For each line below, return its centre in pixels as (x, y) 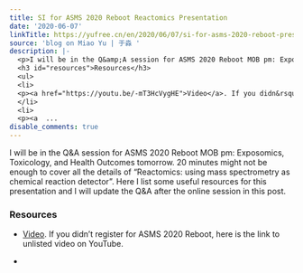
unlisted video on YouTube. (73, 244)
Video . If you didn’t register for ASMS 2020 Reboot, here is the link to (151, 234)
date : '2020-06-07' (46, 26)
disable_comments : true (54, 127)
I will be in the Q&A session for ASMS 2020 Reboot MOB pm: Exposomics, (147, 153)
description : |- (40, 52)
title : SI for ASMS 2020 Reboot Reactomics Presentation (119, 18)
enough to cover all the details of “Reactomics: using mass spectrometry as (150, 172)
